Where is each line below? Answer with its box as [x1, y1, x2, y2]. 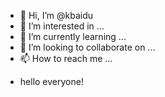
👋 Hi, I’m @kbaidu [19, 10, 94, 21]
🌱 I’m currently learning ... [19, 31, 127, 42]
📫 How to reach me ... [19, 53, 113, 64]
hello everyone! [19, 76, 84, 87]
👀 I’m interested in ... [19, 20, 105, 32]
